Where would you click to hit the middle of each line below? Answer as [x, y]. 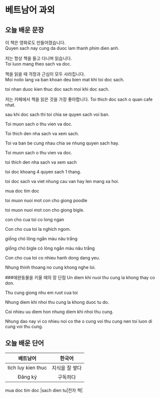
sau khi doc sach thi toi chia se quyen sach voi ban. [57, 114]
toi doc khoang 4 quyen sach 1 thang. [43, 172]
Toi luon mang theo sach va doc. [38, 64]
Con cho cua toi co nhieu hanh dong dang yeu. [53, 258]
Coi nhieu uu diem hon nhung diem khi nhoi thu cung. [59, 312]
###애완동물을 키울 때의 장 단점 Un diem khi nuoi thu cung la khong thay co [80, 277]
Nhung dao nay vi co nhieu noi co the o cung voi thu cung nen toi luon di [79, 321]
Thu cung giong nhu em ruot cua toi [41, 292]
